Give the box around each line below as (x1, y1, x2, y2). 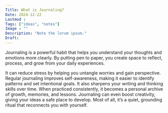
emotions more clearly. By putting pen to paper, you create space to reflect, (5, 54, 163, 61)
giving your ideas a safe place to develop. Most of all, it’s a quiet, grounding (5, 96, 162, 102)
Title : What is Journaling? (5, 7, 65, 13)
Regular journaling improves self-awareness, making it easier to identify (5, 75, 155, 81)
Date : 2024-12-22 (5, 12, 42, 17)
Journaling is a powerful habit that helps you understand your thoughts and (5, 49, 162, 55)
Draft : (5, 36, 19, 41)
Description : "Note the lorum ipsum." (5, 31, 87, 36)
